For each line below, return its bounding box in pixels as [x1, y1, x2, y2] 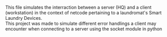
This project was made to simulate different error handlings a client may [5, 20, 157, 26]
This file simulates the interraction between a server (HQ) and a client [5, 5, 152, 10]
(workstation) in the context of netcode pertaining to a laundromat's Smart [5, 10, 162, 16]
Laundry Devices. [5, 15, 42, 21]
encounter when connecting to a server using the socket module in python [5, 26, 162, 32]
